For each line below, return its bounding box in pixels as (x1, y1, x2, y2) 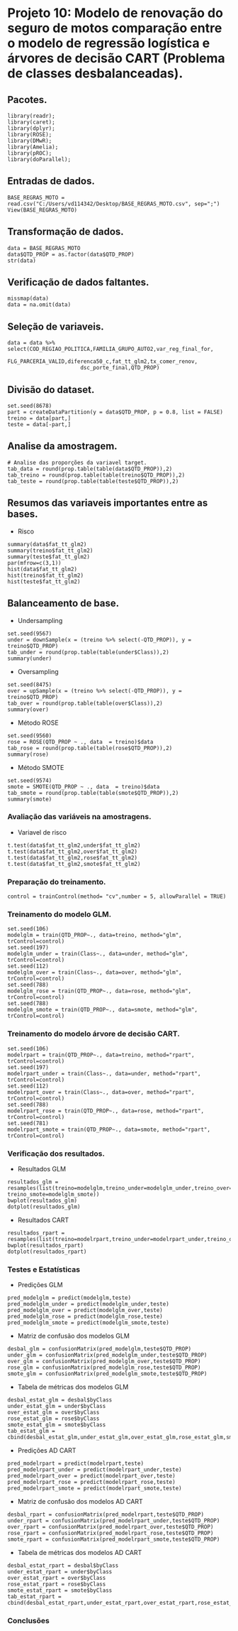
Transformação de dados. (7, 226, 124, 238)
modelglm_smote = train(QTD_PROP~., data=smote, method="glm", (7, 1007, 198, 1014)
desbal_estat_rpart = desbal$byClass (7, 1562, 119, 1569)
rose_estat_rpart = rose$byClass (7, 1581, 106, 1588)
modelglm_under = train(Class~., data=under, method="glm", (7, 950, 189, 958)
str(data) (7, 257, 37, 264)
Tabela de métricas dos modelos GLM (17, 1383, 129, 1392)
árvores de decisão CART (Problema (7, 50, 225, 67)
